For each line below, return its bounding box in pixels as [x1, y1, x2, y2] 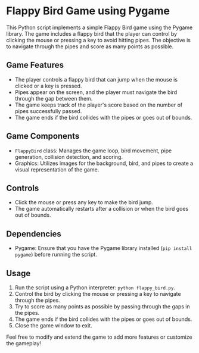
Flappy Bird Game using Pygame [6, 4, 170, 18]
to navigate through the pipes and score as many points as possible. [6, 43, 174, 50]
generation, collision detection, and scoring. [14, 153, 123, 160]
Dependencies [6, 229, 61, 239]
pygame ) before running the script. [14, 251, 97, 258]
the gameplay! [6, 340, 42, 346]
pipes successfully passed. [14, 107, 82, 114]
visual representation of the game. [14, 165, 99, 173]
